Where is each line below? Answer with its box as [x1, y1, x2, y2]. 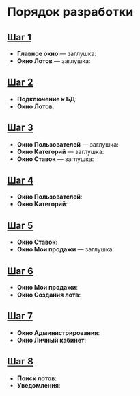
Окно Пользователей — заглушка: [16, 140, 120, 148]
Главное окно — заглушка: [16, 49, 97, 58]
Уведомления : [16, 381, 61, 389]
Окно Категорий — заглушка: [16, 147, 104, 156]
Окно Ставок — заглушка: [16, 155, 94, 163]
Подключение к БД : [16, 95, 77, 103]
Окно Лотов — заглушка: [16, 57, 91, 65]
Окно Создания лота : [16, 290, 81, 299]
